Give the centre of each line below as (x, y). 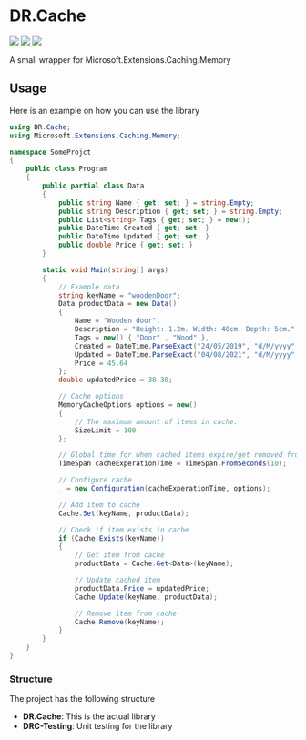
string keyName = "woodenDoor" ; (119, 295)
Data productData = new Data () (117, 304)
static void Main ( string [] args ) (106, 269)
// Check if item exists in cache (123, 530)
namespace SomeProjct (51, 152)
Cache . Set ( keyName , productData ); (123, 513)
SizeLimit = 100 (105, 430)
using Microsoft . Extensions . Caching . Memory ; (95, 136)
